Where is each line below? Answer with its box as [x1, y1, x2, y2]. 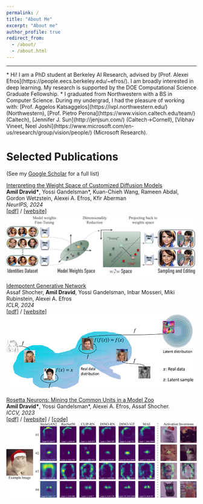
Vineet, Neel [6, 122, 37, 129]
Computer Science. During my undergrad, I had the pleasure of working [6, 97, 185, 104]
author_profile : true [6, 29, 61, 35]
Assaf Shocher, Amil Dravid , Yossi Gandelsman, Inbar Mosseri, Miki [6, 289, 175, 296]
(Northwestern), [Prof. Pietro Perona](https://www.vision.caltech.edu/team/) [6, 109, 196, 117]
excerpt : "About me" [6, 22, 59, 28]
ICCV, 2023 [6, 409, 35, 416]
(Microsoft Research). [93, 129, 148, 136]
